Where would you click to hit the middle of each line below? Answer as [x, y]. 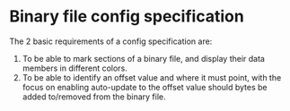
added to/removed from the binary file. [94, 97]
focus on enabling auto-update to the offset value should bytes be [145, 87]
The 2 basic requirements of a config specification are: [111, 41]
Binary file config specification [127, 17]
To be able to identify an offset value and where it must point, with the [152, 77]
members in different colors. [75, 68]
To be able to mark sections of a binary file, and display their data [143, 58]
